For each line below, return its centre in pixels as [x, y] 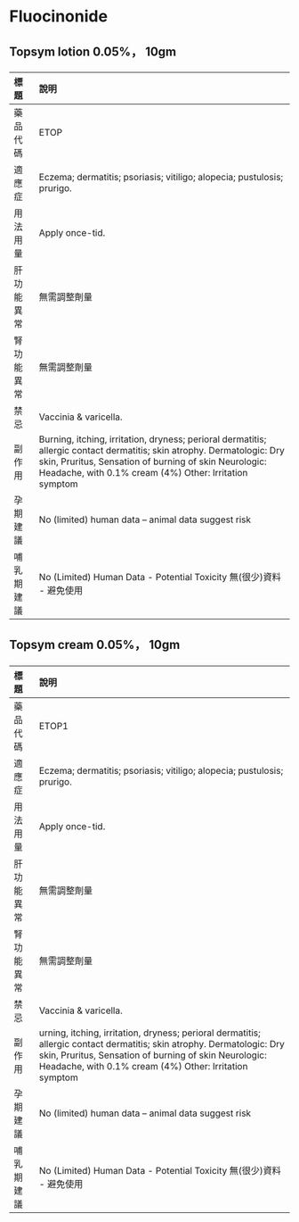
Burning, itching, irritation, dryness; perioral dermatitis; [153, 439]
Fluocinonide [59, 17]
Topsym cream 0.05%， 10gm [95, 645]
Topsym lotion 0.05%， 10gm [93, 51]
